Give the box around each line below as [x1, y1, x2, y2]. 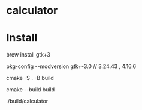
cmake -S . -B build [6, 75, 54, 82]
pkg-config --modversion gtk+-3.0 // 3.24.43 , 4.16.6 [6, 63, 137, 70]
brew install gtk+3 [6, 51, 51, 58]
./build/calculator [6, 97, 49, 105]
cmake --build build [6, 86, 55, 93]
